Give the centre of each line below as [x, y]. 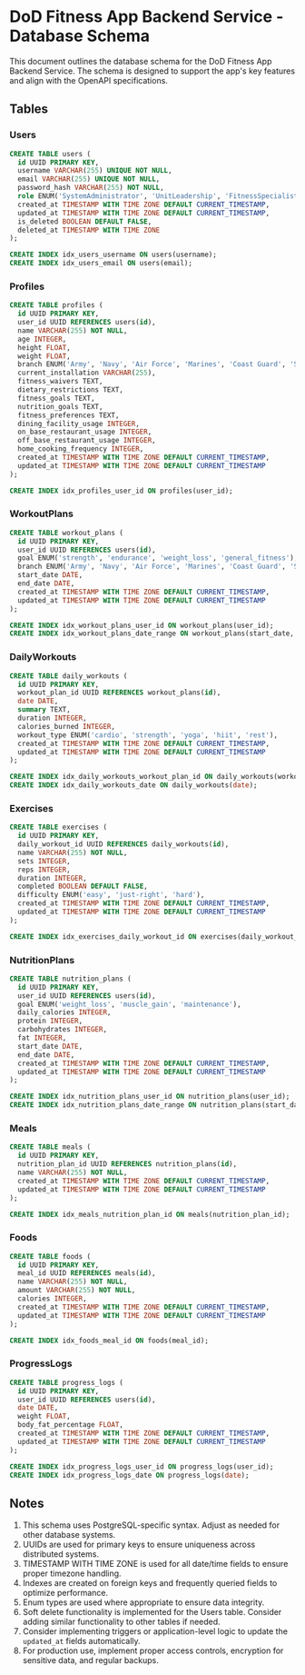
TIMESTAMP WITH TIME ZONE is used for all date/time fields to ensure [155, 1564]
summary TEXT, [44, 710]
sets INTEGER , [44, 861]
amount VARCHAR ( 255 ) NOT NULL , [77, 1291]
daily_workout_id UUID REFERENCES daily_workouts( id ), [123, 844]
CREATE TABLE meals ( [50, 1147]
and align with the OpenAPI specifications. [89, 80]
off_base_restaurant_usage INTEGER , [87, 441]
